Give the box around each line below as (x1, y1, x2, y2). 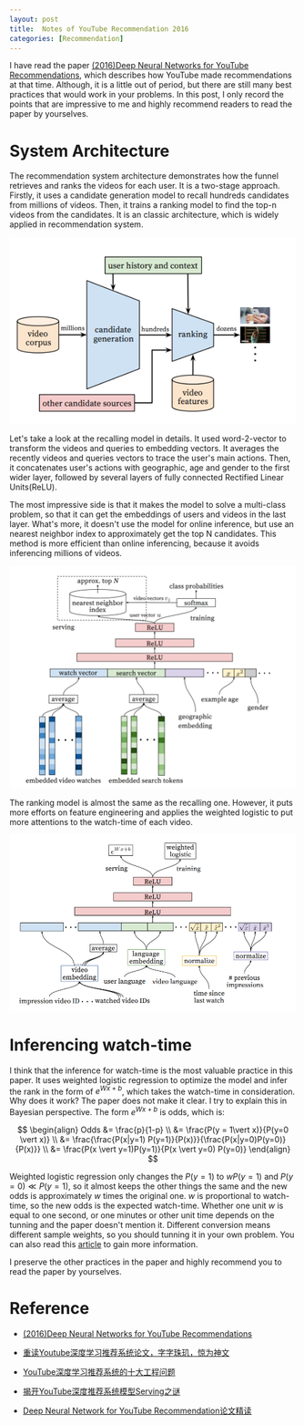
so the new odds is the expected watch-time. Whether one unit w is (30, 1200, 284, 1212)
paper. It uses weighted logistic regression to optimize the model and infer (9, 1074, 289, 1085)
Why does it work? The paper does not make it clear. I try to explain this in (9, 1095, 288, 1107)
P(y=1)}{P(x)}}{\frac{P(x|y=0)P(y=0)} (147, 1134, 287, 1145)
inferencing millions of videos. (9, 548, 123, 559)
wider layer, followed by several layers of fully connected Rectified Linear (9, 472, 284, 483)
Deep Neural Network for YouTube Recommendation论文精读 (22, 1405, 252, 1417)
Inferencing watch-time (9, 1035, 193, 1056)
